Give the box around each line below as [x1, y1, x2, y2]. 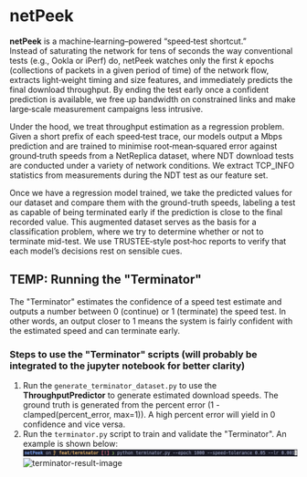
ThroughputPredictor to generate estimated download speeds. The [22, 389, 279, 401]
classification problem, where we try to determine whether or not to [9, 225, 264, 237]
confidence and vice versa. [22, 419, 126, 430]
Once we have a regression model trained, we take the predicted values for [9, 187, 292, 198]
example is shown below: [22, 439, 119, 450]
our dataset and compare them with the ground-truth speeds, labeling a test [9, 197, 296, 208]
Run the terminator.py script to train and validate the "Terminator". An [22, 429, 287, 440]
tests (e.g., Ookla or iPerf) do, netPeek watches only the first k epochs [9, 55, 274, 66]
